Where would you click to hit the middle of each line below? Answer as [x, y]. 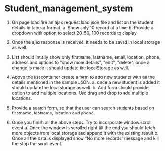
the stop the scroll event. [37, 143]
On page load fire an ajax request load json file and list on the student [82, 22]
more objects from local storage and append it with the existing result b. [85, 133]
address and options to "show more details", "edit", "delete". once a [81, 62]
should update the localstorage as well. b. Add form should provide [80, 87]
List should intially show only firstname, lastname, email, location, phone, [86, 57]
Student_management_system [69, 9]
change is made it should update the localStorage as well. [70, 68]
